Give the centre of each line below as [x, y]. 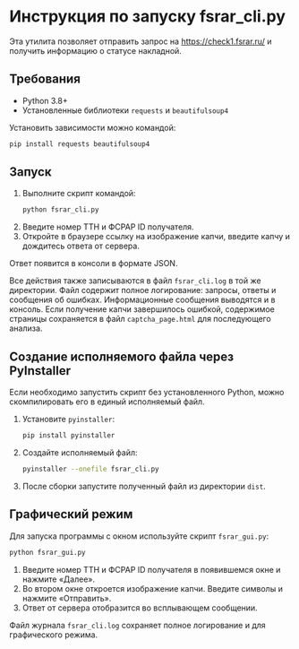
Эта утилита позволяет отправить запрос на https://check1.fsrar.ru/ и [141, 41]
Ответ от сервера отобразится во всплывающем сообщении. [140, 608]
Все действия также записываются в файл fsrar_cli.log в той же [135, 281]
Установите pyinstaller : [68, 420]
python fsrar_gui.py [48, 552]
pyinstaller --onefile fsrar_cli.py [90, 469]
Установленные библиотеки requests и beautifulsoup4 [125, 110]
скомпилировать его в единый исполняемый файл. [107, 402]
